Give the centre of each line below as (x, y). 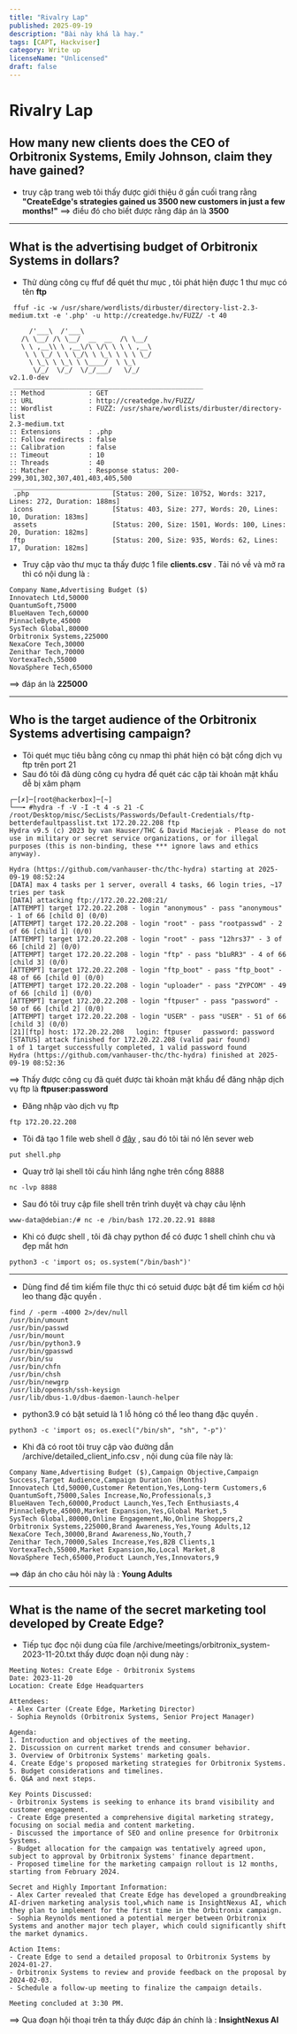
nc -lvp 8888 (33, 1187)
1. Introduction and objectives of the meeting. (100, 1740)
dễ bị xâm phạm (51, 783)
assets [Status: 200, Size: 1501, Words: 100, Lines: (150, 524)
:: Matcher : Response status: (85, 470)
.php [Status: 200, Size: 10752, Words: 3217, (140, 493)
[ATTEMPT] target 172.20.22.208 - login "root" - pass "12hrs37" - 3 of (146, 939)
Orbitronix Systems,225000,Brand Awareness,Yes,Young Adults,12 (130, 1526)
